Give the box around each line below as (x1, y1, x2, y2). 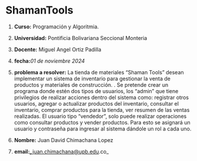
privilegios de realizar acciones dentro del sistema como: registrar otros (14, 94, 189, 101)
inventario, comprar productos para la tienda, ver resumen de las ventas (14, 106, 190, 113)
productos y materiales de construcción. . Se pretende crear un (14, 81, 169, 88)
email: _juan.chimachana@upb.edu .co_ (14, 148, 109, 155)
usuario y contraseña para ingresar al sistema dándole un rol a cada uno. (14, 125, 192, 132)
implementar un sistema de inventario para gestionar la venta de (14, 75, 170, 82)
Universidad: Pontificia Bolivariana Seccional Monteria (14, 34, 147, 41)
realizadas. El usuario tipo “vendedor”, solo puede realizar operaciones (14, 113, 187, 120)
